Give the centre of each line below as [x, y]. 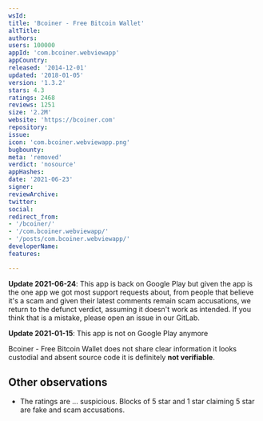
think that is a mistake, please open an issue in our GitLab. [104, 318]
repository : [28, 127]
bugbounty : [26, 150]
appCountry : [28, 61]
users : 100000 [32, 46]
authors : [23, 38]
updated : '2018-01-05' [46, 75]
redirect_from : [34, 217]
